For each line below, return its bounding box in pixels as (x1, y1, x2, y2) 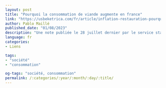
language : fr (5, 35, 32, 40)
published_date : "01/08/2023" (5, 26, 68, 31)
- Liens (5, 44, 21, 49)
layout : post (5, 7, 32, 12)
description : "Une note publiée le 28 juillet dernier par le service (5, 30, 154, 35)
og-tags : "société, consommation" (5, 71, 77, 76)
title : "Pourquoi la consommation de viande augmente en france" (5, 12, 142, 17)
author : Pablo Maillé (5, 21, 50, 26)
